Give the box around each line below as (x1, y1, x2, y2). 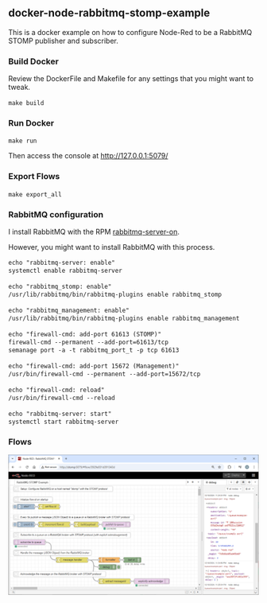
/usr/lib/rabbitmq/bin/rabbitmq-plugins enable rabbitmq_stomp (8, 290, 222, 298)
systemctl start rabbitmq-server (8, 418, 119, 426)
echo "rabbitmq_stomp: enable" (8, 282, 112, 290)
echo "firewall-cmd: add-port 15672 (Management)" (8, 362, 180, 370)
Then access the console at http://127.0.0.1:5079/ (8, 151, 168, 161)
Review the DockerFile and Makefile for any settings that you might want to (8, 74, 254, 84)
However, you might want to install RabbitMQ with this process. (8, 243, 215, 251)
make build (8, 99, 44, 107)
